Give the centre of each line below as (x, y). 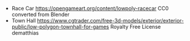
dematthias (25, 33)
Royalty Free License (136, 27)
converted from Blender (40, 14)
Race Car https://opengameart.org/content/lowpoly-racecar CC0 (90, 8)
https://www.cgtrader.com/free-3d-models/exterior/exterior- (111, 20)
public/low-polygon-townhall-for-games (60, 27)
